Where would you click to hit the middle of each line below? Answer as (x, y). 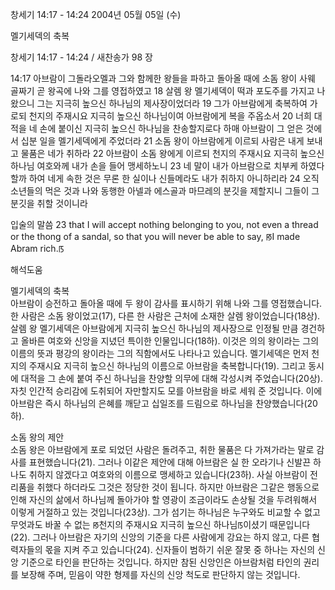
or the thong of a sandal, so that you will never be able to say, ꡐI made (155, 236)
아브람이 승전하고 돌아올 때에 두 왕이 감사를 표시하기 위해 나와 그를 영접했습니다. (166, 303)
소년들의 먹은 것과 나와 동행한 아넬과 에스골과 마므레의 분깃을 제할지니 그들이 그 (165, 191)
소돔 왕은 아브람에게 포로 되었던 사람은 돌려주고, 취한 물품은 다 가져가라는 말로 (162, 449)
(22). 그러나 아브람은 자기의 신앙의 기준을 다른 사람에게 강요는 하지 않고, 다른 (160, 537)
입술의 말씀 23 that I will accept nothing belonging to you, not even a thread (164, 224)
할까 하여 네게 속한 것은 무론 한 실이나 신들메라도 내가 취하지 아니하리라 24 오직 (165, 178)
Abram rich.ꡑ (37, 248)
